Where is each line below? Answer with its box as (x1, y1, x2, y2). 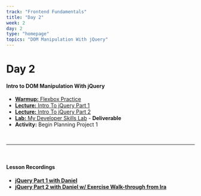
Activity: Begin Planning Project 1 (14, 121, 98, 128)
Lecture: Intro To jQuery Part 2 (14, 108, 91, 115)
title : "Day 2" (6, 14, 44, 20)
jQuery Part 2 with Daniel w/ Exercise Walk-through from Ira (14, 183, 167, 190)
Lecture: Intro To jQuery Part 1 (14, 102, 90, 109)
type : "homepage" (6, 31, 50, 37)
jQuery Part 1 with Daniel (14, 177, 78, 184)
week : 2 (6, 20, 26, 26)
